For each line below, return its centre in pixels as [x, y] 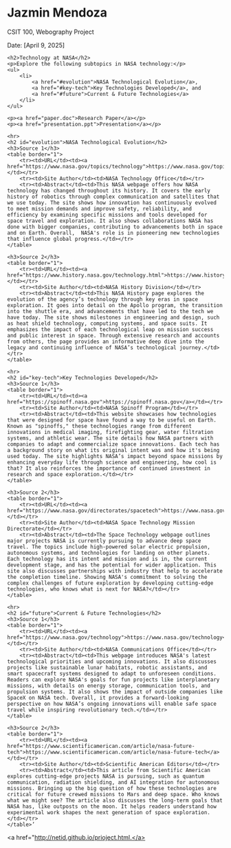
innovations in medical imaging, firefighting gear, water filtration [110, 432]
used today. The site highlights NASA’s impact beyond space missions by [115, 456]
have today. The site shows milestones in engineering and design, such [113, 317]
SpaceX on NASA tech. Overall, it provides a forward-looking [98, 698]
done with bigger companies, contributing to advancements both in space [115, 227]
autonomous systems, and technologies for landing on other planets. [109, 553]
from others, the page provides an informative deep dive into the [106, 342]
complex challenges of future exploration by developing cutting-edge [110, 583]
